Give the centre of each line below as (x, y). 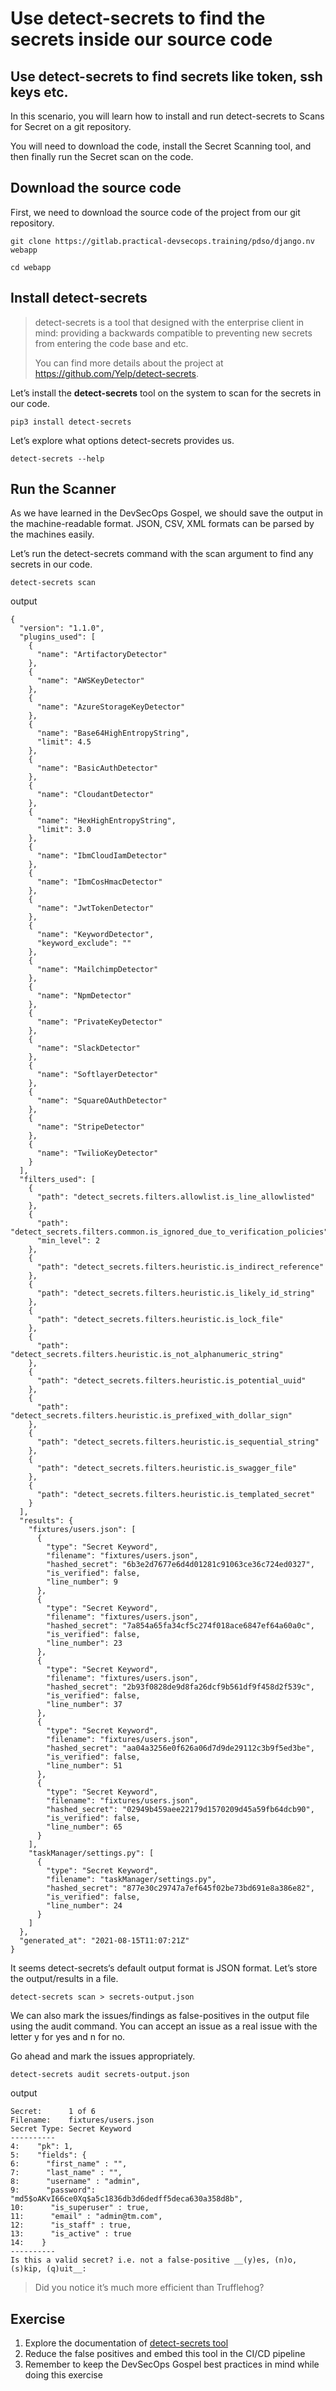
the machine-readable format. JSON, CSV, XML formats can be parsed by (162, 524)
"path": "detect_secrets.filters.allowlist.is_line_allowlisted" (175, 1197)
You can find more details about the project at (129, 363)
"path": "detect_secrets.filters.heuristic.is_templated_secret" (175, 1495)
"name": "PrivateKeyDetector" (99, 1022)
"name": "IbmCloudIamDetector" (102, 856)
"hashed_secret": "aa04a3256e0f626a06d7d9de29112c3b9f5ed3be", (180, 1748)
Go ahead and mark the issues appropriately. (103, 2056)
